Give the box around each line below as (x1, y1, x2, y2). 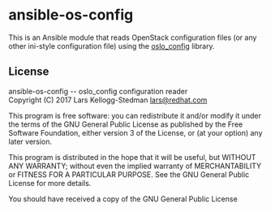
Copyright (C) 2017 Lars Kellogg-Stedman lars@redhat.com (8, 95, 208, 105)
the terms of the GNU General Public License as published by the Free (8, 119, 243, 129)
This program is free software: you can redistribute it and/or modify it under (8, 110, 261, 120)
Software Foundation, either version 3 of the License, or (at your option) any (8, 128, 263, 137)
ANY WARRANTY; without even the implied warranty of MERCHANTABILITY (8, 161, 262, 171)
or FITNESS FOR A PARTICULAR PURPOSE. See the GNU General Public (8, 169, 250, 180)
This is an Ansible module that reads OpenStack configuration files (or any (8, 32, 257, 42)
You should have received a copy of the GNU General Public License (8, 193, 238, 204)
